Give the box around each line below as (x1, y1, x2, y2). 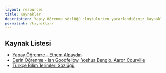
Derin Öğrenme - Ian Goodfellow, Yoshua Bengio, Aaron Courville (12, 57, 145, 63)
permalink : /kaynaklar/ (5, 21, 54, 26)
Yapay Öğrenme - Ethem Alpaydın (12, 52, 82, 58)
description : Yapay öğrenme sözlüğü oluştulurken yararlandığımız (5, 16, 145, 21)
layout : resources (5, 7, 43, 12)
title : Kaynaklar (5, 12, 41, 17)
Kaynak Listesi (5, 39, 51, 47)
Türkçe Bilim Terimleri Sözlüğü (12, 62, 75, 69)
